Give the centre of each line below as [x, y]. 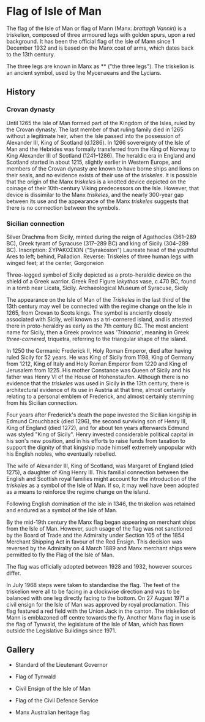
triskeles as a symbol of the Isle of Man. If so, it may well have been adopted [102, 485]
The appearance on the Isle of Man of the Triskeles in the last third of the [98, 299]
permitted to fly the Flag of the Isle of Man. [60, 555]
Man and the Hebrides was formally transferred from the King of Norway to [101, 149]
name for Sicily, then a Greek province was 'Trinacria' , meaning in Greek [98, 332]
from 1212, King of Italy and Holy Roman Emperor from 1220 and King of [97, 364]
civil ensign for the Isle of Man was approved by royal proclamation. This [98, 604]
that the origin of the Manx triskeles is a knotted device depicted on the [96, 182]
